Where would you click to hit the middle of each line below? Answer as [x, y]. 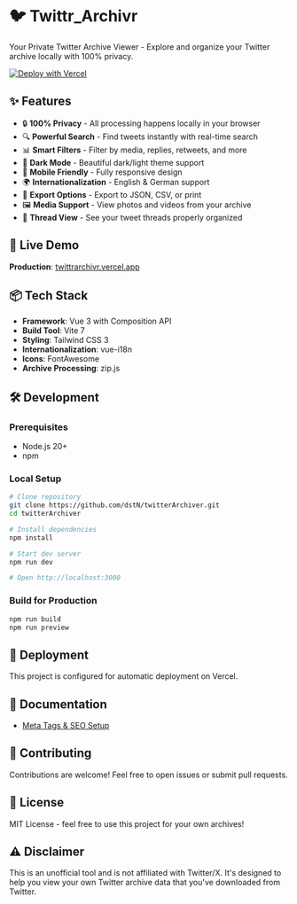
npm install [31, 538]
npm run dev [31, 562]
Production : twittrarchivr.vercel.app [74, 267]
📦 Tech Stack [49, 296]
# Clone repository [45, 497]
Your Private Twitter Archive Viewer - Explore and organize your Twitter [140, 47]
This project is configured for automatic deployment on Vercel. [124, 676]
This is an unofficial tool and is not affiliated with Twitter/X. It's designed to [145, 873]
